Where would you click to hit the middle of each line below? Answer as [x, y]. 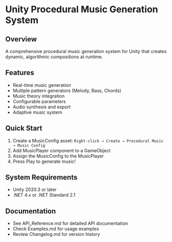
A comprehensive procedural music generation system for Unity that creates [86, 51]
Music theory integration [39, 96]
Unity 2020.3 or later [35, 189]
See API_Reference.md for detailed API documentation [70, 224]
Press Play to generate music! [44, 161]
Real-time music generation [42, 85]
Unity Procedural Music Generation [82, 9]
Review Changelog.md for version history [56, 234]
